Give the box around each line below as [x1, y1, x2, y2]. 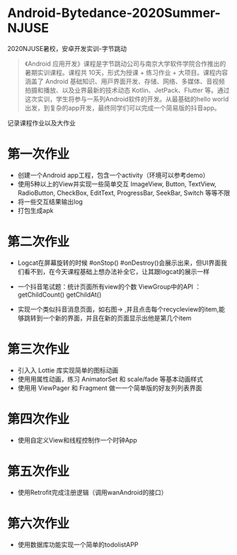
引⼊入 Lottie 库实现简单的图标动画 [17, 366, 119, 374]
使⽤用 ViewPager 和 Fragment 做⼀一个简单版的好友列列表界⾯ [17, 384, 202, 392]
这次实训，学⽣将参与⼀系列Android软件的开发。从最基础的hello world [24, 94, 229, 103]
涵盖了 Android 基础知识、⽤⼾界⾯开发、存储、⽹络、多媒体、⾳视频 [24, 76, 225, 86]
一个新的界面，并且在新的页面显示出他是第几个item [42, 314, 192, 322]
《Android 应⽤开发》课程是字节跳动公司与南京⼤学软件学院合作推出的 [24, 59, 226, 68]
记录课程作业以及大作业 [7, 118, 76, 127]
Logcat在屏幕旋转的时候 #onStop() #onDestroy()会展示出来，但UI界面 [17, 258, 221, 267]
